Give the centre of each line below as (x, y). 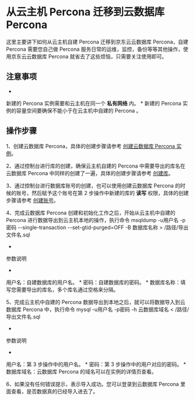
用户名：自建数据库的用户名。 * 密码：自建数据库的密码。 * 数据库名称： (93, 282)
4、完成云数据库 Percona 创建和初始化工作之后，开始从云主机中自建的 (91, 213)
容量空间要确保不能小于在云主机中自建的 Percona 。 (79, 110)
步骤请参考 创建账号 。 (32, 200)
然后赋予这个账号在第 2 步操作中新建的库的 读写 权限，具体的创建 (110, 193)
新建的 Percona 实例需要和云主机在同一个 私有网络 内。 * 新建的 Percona (94, 103)
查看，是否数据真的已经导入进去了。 (54, 391)
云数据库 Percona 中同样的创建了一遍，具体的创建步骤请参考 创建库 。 (90, 173)
